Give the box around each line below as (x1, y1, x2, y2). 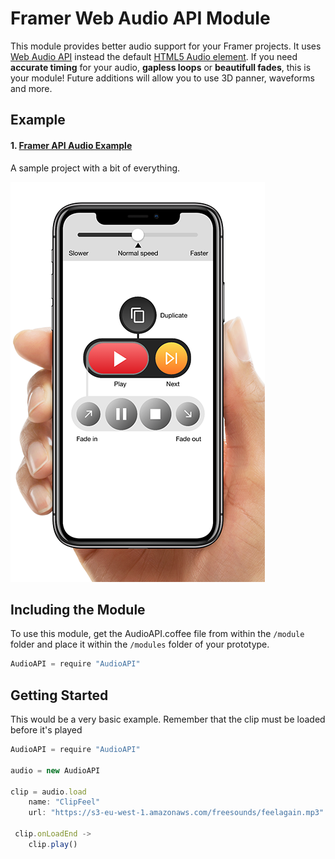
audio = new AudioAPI (10, 765, 101, 776)
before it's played (10, 724, 83, 736)
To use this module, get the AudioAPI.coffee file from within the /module (10, 628, 305, 640)
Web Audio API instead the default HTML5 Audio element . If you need (10, 50, 298, 62)
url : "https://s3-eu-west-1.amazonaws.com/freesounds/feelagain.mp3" (28, 808, 325, 818)
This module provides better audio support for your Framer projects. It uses (10, 40, 322, 52)
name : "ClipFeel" (28, 797, 101, 807)
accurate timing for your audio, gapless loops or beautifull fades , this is (10, 61, 312, 73)
